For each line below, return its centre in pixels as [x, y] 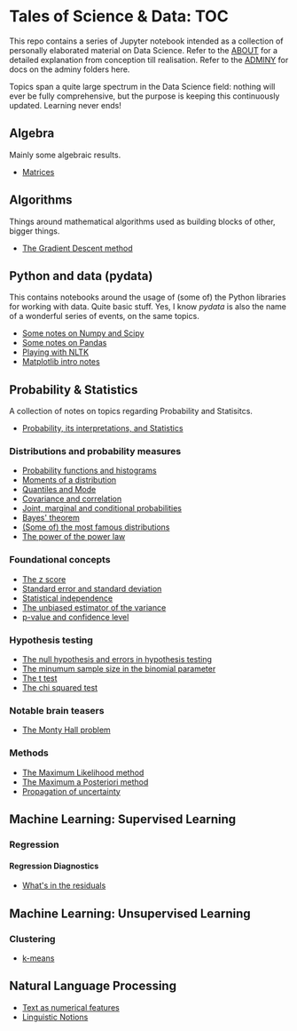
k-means [38, 958]
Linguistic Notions [55, 1017]
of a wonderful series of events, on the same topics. [104, 316]
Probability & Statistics [74, 390]
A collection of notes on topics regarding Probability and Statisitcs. [131, 412]
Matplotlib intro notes [61, 362]
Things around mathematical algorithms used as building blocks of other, [142, 221]
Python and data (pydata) [81, 276]
